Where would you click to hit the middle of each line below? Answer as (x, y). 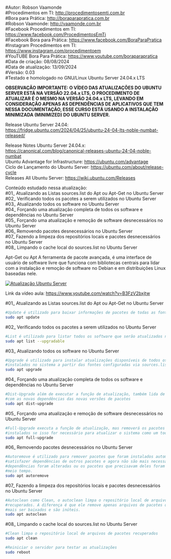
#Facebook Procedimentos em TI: (41, 29)
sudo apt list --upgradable (35, 341)
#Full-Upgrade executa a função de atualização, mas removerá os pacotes (85, 428)
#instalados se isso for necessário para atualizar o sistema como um (82, 433)
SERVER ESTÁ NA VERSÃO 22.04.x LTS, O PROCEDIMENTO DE (73, 93)
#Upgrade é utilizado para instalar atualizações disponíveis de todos (83, 360)
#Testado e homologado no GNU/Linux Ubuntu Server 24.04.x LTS (75, 78)
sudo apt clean (21, 538)
